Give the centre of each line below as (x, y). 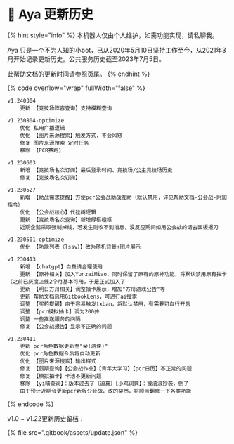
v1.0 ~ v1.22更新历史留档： (46, 418)
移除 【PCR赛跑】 (42, 150)
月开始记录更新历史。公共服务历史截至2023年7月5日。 (86, 59)
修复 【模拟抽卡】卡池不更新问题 (61, 376)
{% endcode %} (31, 404)
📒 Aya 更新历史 (50, 14)
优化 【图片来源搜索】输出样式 (58, 361)
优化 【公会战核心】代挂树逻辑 (58, 212)
